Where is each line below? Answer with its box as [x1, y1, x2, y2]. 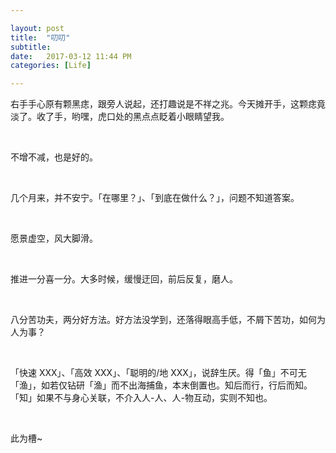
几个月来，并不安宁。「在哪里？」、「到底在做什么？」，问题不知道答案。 [10, 192, 300, 204]
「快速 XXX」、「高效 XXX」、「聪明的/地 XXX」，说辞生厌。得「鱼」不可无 [10, 367, 307, 379]
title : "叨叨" [10, 32, 71, 43]
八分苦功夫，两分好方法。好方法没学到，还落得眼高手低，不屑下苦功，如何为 [10, 314, 326, 326]
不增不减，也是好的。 [10, 151, 98, 163]
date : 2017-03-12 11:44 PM [10, 51, 132, 61]
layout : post [10, 23, 65, 33]
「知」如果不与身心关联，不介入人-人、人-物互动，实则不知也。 [10, 392, 273, 404]
